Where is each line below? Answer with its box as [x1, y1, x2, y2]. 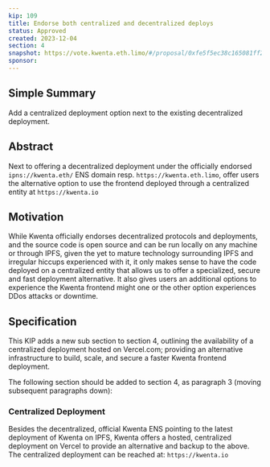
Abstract [8, 140, 54, 154]
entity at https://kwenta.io [8, 187, 99, 196]
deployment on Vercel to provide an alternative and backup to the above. [8, 441, 250, 451]
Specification [8, 315, 77, 329]
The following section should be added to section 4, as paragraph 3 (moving [8, 378, 261, 387]
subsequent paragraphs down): [8, 386, 112, 395]
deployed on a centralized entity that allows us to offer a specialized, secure [8, 266, 261, 275]
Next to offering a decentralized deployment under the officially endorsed [8, 161, 252, 171]
